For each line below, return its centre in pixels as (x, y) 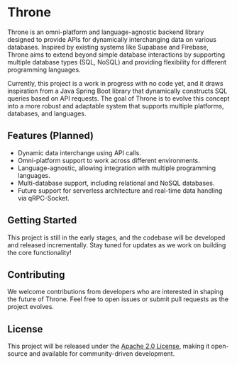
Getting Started (42, 220)
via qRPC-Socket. (43, 198)
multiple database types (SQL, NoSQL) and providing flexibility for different (117, 62)
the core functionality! (40, 252)
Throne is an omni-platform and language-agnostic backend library (106, 32)
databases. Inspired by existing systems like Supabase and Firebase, (108, 47)
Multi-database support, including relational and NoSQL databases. (116, 183)
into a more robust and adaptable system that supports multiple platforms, (116, 106)
